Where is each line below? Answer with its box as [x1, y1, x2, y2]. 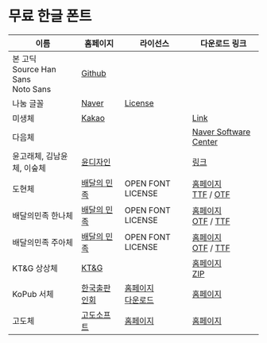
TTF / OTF [192, 188, 230, 199]
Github [81, 67, 106, 79]
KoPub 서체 [12, 288, 54, 299]
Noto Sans [12, 83, 52, 94]
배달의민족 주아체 [12, 237, 74, 248]
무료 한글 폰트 [8, 7, 92, 25]
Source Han [12, 64, 57, 75]
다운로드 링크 [199, 37, 247, 48]
